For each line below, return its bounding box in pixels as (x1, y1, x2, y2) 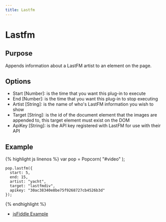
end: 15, (10, 175, 28, 180)
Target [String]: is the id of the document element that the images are (12, 112, 157, 118)
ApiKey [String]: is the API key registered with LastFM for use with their (12, 123, 161, 129)
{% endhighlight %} (5, 201, 47, 207)
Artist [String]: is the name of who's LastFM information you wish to (12, 101, 154, 107)
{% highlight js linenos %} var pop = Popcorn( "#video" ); (5, 156, 125, 162)
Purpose (5, 49, 33, 58)
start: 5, (10, 170, 30, 176)
